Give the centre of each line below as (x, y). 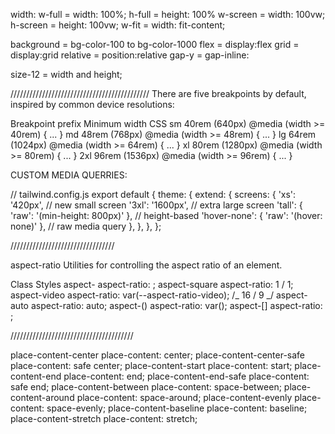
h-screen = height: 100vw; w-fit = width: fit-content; (118, 25)
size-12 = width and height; (66, 74)
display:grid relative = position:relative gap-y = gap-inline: (130, 55)
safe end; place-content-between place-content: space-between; (146, 387)
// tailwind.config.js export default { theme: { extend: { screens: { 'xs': (153, 194)
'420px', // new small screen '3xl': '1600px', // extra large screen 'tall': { (156, 205)
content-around (42, 397)
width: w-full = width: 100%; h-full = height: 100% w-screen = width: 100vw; (168, 14)
